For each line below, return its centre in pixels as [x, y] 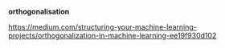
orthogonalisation [39, 12]
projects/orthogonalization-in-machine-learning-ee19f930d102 [112, 36]
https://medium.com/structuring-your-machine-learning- [102, 27]
